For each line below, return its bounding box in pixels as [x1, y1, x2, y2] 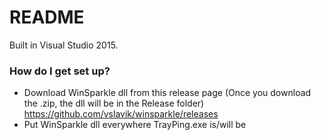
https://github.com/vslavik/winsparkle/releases [23, 108, 219, 120]
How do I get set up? [9, 64, 111, 78]
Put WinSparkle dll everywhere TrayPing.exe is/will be [23, 119, 247, 131]
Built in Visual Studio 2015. [9, 39, 119, 51]
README [9, 6, 85, 29]
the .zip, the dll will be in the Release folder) [23, 97, 205, 110]
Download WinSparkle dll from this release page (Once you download [23, 87, 312, 99]
